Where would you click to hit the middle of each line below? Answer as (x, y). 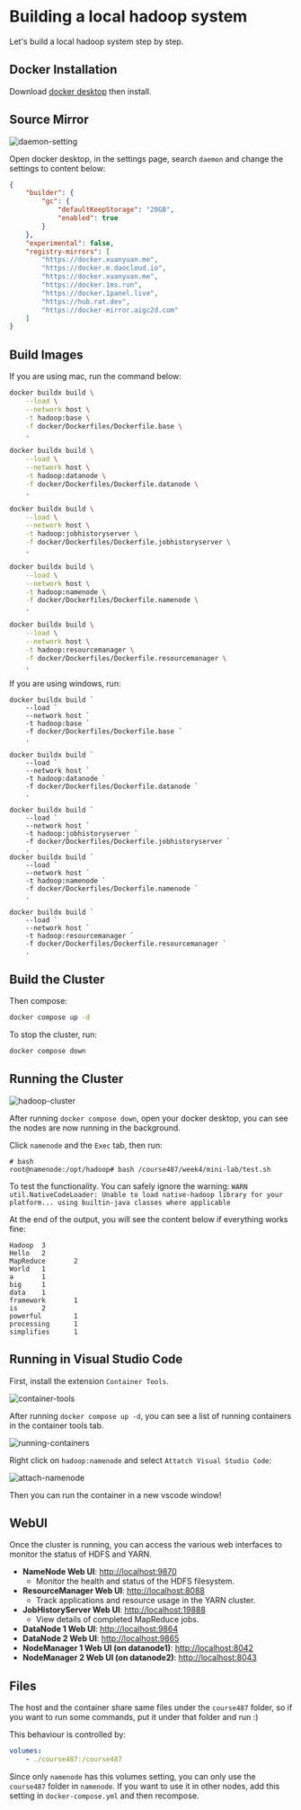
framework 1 (44, 1300)
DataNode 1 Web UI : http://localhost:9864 (100, 1629)
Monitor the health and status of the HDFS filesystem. (135, 1581)
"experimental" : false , (70, 243)
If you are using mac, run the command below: (96, 377)
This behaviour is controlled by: (67, 1735)
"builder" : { (50, 193)
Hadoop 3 (28, 1245)
